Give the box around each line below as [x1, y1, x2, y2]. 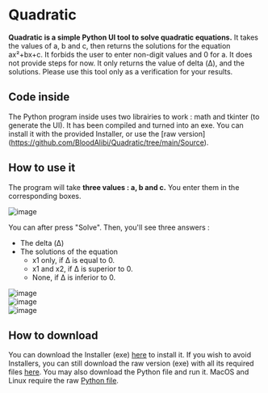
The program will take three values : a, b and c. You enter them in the [8, 182, 240, 192]
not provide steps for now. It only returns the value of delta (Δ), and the [8, 58, 245, 68]
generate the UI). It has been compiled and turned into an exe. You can [8, 120, 244, 130]
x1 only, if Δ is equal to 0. [31, 255, 115, 264]
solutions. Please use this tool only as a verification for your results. [8, 66, 233, 76]
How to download [8, 328, 98, 342]
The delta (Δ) [19, 238, 65, 247]
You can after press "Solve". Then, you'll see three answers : [8, 222, 210, 232]
